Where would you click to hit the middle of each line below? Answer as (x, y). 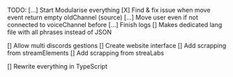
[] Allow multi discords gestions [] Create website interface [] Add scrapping (117, 45)
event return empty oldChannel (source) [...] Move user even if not (103, 17)
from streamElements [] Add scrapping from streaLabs (86, 53)
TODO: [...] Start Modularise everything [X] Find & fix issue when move (109, 10)
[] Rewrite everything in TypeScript (58, 66)
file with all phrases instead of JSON (60, 32)
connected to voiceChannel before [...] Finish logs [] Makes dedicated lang (115, 25)
